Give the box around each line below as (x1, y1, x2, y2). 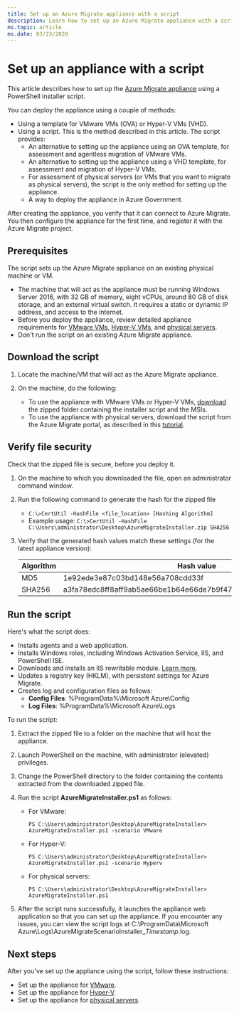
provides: (17, 135, 46, 143)
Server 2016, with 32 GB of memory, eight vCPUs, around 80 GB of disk (17, 293, 228, 301)
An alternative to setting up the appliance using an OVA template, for (28, 142, 230, 151)
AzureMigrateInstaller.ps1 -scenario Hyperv (28, 859, 163, 867)
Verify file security (7, 441, 92, 453)
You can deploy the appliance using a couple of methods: (7, 106, 176, 115)
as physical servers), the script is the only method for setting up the (28, 180, 228, 189)
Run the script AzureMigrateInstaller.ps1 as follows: (17, 793, 172, 802)
